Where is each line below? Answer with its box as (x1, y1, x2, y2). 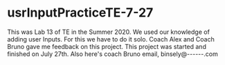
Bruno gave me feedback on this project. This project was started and (7, 42, 206, 50)
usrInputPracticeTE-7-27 (7, 5, 154, 21)
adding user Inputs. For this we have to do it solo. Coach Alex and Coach (7, 35, 215, 43)
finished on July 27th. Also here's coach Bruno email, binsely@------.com (7, 50, 218, 58)
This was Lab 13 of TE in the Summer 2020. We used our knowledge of (7, 28, 210, 36)
